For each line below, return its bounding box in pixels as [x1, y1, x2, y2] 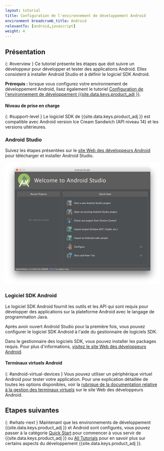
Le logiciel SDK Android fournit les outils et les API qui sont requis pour [5, 303, 149, 309]
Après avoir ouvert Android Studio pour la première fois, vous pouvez [5, 323, 145, 329]
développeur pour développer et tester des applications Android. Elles [5, 66, 147, 72]
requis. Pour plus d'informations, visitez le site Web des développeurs [5, 343, 146, 349]
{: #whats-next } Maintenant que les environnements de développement [5, 419, 151, 425]
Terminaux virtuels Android [5, 360, 62, 366]
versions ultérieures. [5, 124, 47, 130]
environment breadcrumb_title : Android [5, 18, 87, 23]
